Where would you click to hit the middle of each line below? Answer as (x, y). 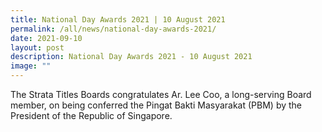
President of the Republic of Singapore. (91, 115)
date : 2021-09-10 (46, 38)
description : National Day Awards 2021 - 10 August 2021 (131, 57)
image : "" (31, 66)
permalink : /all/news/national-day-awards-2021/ (113, 29)
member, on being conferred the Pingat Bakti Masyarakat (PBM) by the (156, 105)
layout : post (37, 47)
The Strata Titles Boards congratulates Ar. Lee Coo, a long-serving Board (161, 94)
